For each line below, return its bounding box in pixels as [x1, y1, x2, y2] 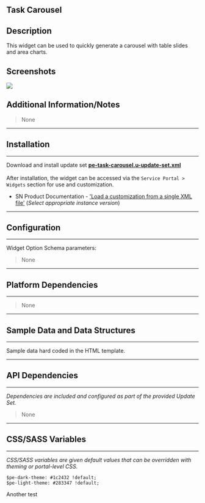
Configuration [6, 222, 61, 233]
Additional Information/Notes [6, 100, 120, 110]
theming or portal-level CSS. [6, 463, 78, 470]
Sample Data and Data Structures [6, 325, 136, 336]
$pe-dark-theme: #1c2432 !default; [6, 474, 97, 480]
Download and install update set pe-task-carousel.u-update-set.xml [6, 161, 181, 169]
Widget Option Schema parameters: [6, 244, 96, 252]
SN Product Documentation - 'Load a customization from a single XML [15, 193, 192, 200]
